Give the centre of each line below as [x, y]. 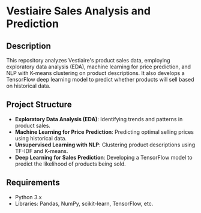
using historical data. [41, 138]
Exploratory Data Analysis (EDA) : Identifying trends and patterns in [99, 119]
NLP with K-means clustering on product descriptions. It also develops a [95, 73]
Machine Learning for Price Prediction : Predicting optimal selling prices [104, 132]
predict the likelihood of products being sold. [70, 164]
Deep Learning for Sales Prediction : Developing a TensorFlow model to [104, 157]
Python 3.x [28, 197]
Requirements [33, 183]
